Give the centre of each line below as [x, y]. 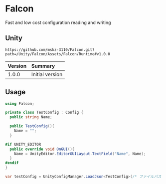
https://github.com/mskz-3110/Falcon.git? [50, 50]
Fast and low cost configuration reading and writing [58, 22]
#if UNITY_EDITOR [23, 144]
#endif [12, 163]
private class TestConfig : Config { [44, 113]
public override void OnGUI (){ [42, 149]
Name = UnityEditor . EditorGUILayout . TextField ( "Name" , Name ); [80, 154]
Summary [43, 66]
